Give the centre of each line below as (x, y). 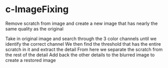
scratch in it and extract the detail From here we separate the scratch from (84, 49)
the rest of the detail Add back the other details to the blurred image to (80, 55)
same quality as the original (34, 28)
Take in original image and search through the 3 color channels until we (81, 39)
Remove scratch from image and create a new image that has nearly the (82, 23)
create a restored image (31, 60)
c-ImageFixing (37, 9)
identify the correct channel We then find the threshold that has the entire (83, 44)
